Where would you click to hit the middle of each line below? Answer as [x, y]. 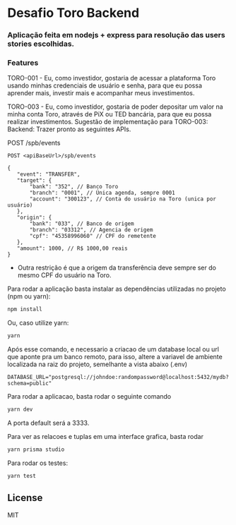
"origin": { [34, 218]
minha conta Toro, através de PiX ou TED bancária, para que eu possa [110, 114]
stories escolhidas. [41, 44]
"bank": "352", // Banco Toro [74, 187]
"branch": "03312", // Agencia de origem [91, 230]
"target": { [34, 181]
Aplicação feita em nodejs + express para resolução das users [116, 35]
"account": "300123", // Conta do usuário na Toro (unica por [123, 199]
